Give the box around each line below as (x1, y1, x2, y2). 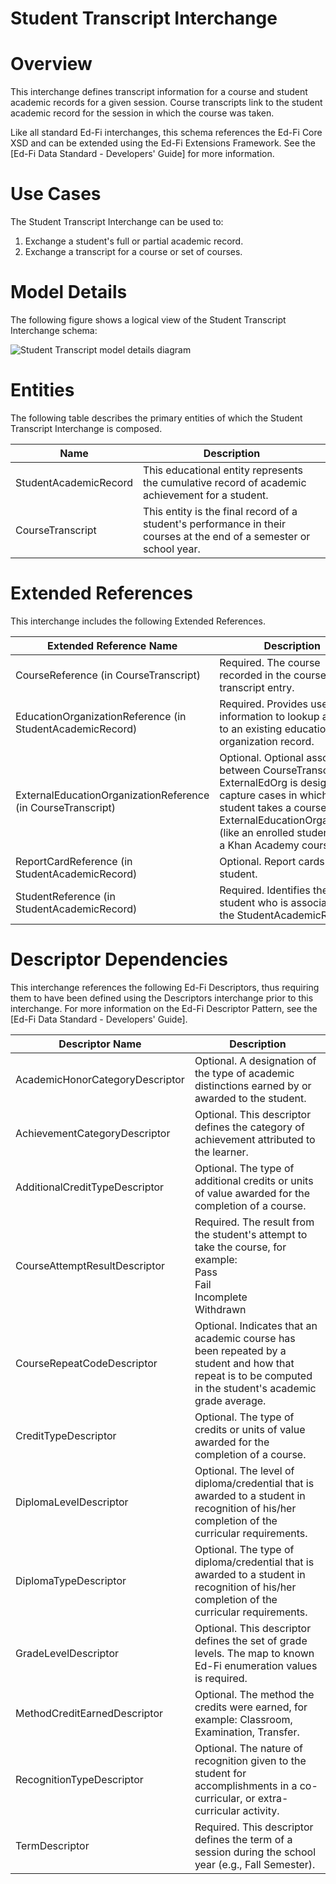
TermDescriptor (15, 1838, 90, 1852)
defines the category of (194, 1120, 305, 1134)
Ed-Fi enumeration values (194, 1658, 318, 1672)
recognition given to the (194, 1753, 307, 1767)
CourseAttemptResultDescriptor (15, 1258, 166, 1272)
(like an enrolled (219, 825, 295, 839)
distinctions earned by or (194, 1078, 312, 1092)
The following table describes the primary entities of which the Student (10, 412, 303, 424)
